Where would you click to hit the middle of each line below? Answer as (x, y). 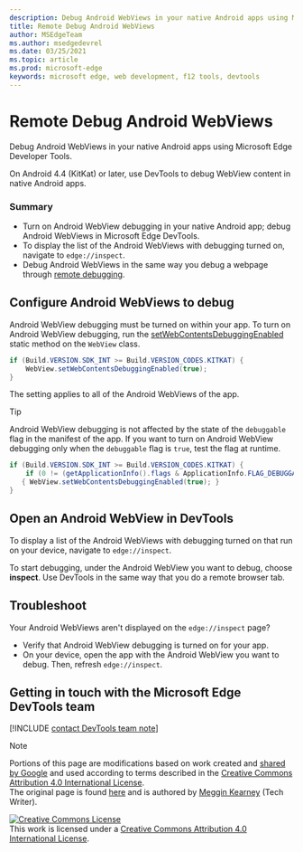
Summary (32, 206)
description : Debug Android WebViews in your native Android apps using (149, 18)
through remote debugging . (73, 274)
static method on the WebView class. (75, 344)
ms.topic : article (44, 60)
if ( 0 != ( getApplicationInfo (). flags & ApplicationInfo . (137, 474)
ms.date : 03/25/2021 (48, 52)
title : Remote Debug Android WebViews (82, 26)
